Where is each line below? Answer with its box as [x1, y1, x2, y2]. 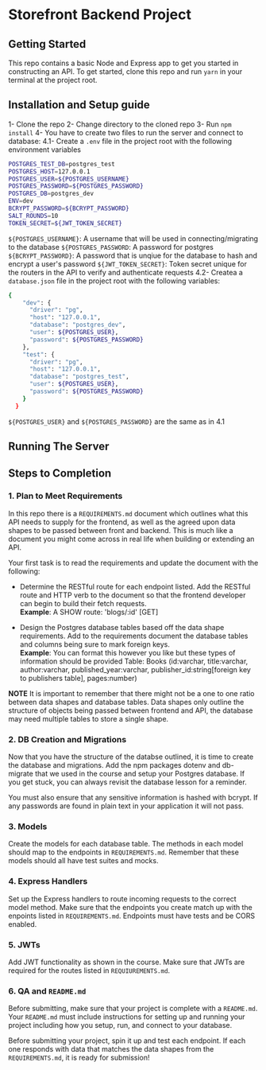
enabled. [8, 919, 37, 928]
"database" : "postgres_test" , [29, 372, 129, 381]
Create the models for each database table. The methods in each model [8, 839, 244, 849]
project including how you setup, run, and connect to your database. [8, 1021, 233, 1030]
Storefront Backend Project [8, 6, 192, 24]
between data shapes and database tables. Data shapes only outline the [8, 697, 245, 706]
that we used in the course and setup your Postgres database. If [34, 769, 245, 779]
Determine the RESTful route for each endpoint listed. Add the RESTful [19, 582, 251, 591]
